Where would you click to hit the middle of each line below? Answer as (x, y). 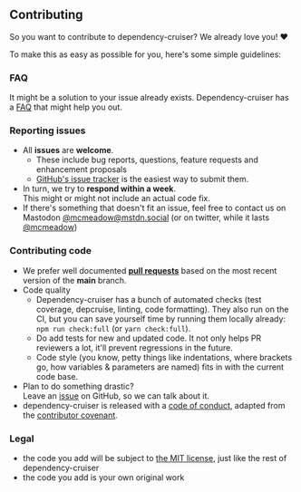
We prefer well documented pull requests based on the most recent (150, 270)
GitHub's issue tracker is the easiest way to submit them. (142, 179)
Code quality (46, 290)
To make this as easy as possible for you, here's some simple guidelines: (145, 54)
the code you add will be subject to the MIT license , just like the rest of (155, 458)
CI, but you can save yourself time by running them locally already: (161, 318)
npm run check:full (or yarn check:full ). (113, 328)
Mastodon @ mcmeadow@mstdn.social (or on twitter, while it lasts (146, 217)
